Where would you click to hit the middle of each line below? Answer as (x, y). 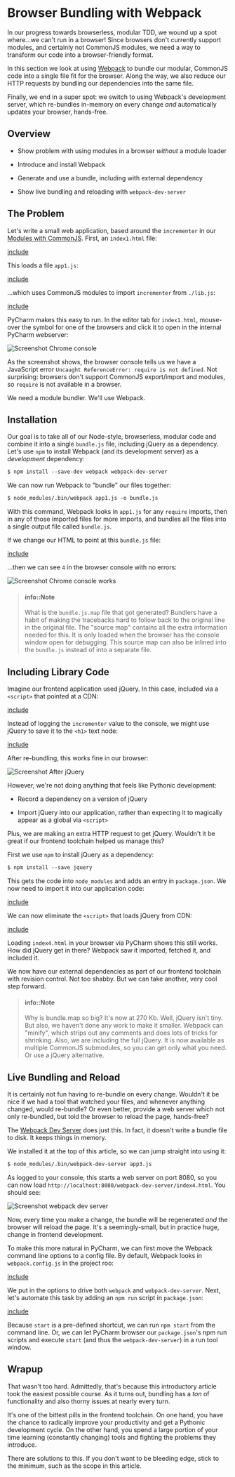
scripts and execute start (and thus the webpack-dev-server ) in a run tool (113, 1339)
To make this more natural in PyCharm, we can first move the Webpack (110, 1248)
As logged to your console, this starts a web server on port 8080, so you (112, 1177)
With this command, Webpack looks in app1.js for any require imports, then (117, 512)
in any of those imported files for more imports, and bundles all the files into (117, 519)
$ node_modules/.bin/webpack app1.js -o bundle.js (83, 498)
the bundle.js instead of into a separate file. (88, 650)
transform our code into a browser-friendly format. (80, 55)
